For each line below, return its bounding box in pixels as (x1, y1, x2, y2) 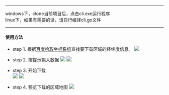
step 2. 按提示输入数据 (12, 57, 59, 63)
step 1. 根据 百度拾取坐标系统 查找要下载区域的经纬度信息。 (12, 46, 133, 52)
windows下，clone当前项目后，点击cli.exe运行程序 (5, 11, 111, 17)
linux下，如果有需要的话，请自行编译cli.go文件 (5, 17, 102, 23)
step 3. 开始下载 (12, 67, 46, 73)
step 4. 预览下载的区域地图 (12, 84, 68, 90)
